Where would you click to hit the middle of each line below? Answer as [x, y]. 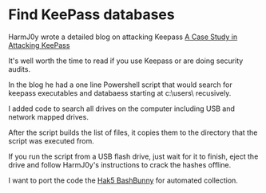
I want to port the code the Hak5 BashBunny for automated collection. [123, 180]
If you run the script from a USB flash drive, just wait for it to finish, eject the [133, 156]
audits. [19, 69]
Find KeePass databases [91, 15]
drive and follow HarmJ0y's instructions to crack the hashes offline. [120, 164]
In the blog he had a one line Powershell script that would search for [121, 85]
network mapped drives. [49, 116]
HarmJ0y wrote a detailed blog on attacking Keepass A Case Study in [123, 37]
